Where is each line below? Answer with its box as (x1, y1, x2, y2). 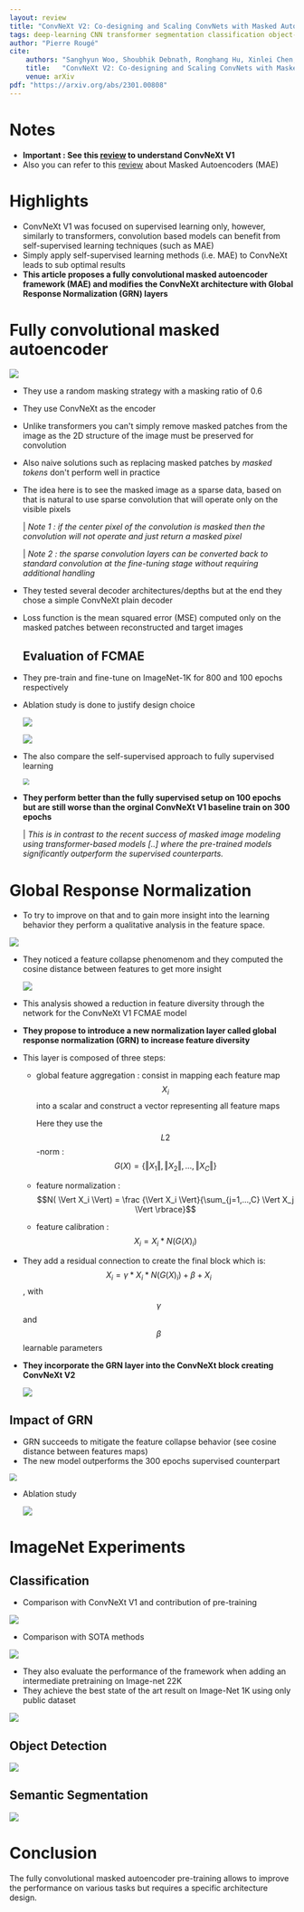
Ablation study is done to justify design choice (22, 699, 195, 710)
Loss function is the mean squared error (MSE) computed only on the (22, 613, 281, 623)
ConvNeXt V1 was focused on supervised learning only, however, (22, 221, 266, 232)
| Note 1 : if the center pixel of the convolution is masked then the (22, 521, 265, 532)
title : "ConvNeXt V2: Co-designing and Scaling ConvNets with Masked (9, 22, 278, 31)
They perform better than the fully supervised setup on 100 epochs (22, 793, 282, 804)
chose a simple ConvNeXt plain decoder (22, 595, 174, 606)
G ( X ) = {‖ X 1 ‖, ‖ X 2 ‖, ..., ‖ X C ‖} (114, 1160, 217, 1173)
